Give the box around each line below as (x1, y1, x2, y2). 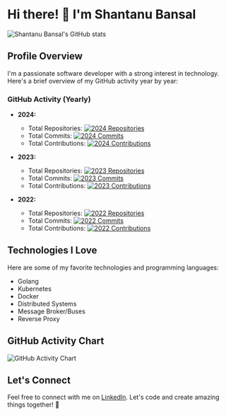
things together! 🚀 (7, 400, 60, 409)
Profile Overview (7, 50, 83, 62)
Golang (17, 277, 39, 285)
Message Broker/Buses (17, 307, 86, 316)
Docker (17, 291, 40, 300)
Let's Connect (7, 374, 71, 386)
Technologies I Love (7, 244, 97, 257)
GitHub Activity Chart (7, 335, 105, 347)
